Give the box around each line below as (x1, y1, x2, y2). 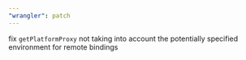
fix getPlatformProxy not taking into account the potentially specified (8, 34, 239, 43)
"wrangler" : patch (8, 11, 71, 20)
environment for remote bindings (8, 42, 119, 52)
